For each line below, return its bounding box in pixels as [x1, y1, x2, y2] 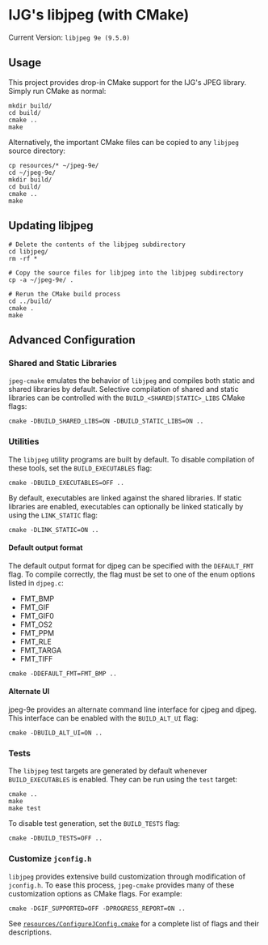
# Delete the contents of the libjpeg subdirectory [8, 241, 186, 249]
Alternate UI [8, 687, 50, 696]
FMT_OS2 [19, 619, 53, 629]
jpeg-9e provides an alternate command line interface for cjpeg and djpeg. [8, 704, 257, 714]
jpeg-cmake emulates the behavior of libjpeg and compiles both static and [8, 376, 255, 385]
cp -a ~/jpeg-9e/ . [8, 275, 74, 284]
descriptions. [8, 927, 52, 937]
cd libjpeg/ [8, 247, 48, 256]
